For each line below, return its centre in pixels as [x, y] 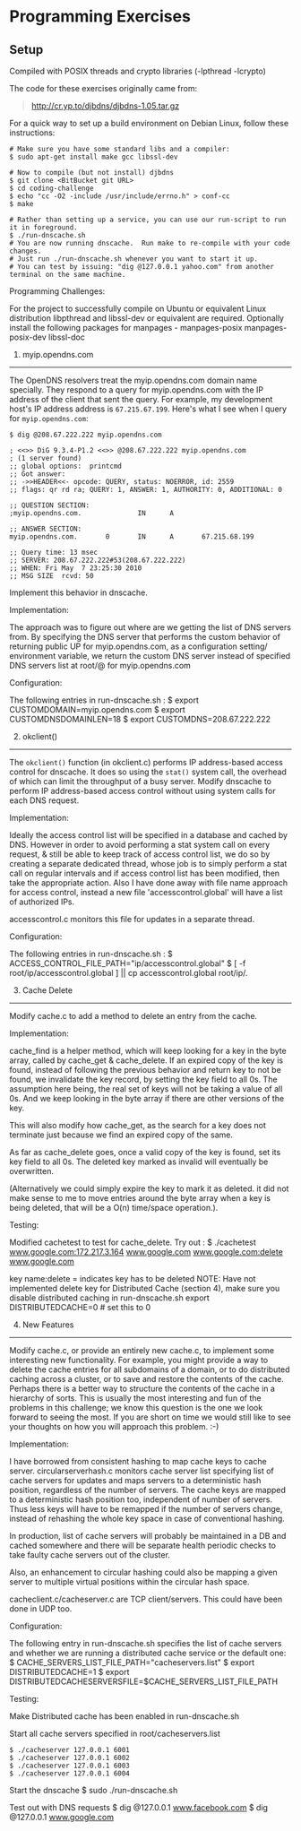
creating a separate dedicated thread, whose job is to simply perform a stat [148, 864]
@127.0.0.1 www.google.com [62, 1817]
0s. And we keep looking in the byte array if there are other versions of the [147, 1098]
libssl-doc [66, 337]
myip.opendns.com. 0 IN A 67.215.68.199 [132, 537]
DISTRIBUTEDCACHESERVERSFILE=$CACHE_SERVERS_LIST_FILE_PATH [144, 1681]
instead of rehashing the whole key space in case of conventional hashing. [147, 1518]
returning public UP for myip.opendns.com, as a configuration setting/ [138, 646]
